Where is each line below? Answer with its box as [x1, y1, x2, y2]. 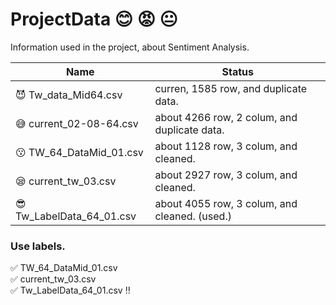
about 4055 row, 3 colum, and [154, 196, 298, 210]
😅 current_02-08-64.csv [15, 116, 139, 130]
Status [221, 64, 254, 78]
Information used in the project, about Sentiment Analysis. [10, 41, 250, 53]
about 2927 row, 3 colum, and [154, 168, 298, 182]
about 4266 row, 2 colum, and [154, 110, 298, 124]
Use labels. [10, 239, 66, 253]
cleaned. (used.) [154, 209, 232, 223]
